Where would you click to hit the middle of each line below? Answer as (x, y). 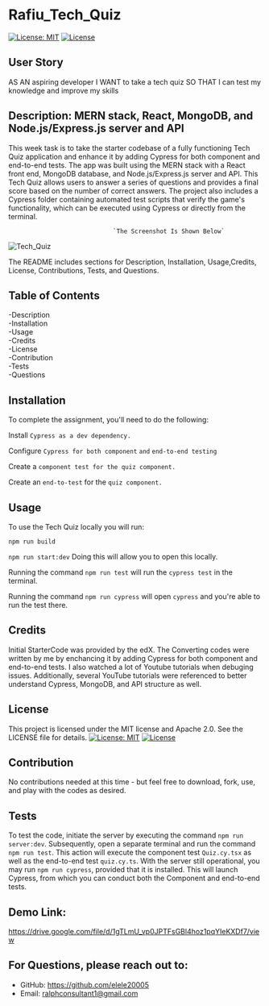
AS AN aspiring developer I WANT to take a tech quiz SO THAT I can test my (135, 81)
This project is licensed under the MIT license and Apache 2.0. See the (126, 729)
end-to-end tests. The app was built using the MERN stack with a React (127, 165)
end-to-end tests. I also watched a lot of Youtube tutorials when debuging (131, 667)
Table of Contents (54, 295)
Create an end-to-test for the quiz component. (85, 482)
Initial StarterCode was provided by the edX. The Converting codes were (129, 650)
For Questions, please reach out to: (98, 965)
